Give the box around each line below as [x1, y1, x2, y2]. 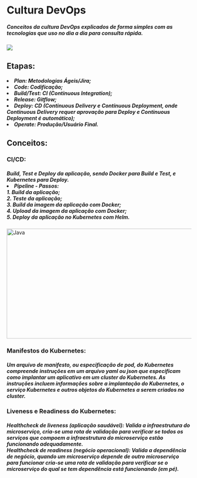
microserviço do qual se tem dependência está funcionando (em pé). [6, 465, 179, 472]
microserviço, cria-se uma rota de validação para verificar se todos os [6, 428, 184, 435]
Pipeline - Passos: [14, 182, 59, 189]
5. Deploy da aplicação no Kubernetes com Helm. [6, 213, 130, 221]
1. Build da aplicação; [6, 189, 60, 196]
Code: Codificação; [14, 83, 63, 91]
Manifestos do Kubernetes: [6, 347, 86, 355]
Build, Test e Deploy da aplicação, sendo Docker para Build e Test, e [6, 170, 176, 177]
